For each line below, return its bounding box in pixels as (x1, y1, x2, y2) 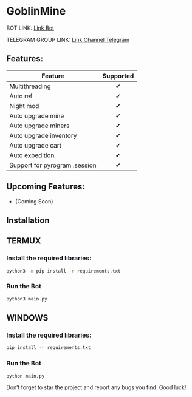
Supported (102, 72, 134, 80)
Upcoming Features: (6, 182, 85, 192)
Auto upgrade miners (9, 121, 70, 130)
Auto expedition (9, 151, 55, 159)
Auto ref (9, 92, 33, 100)
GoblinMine (6, 4, 66, 18)
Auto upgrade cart (9, 141, 62, 149)
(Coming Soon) (15, 197, 53, 205)
